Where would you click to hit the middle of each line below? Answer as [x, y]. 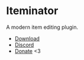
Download [27, 38]
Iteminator [32, 11]
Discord [24, 45]
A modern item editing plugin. [42, 27]
